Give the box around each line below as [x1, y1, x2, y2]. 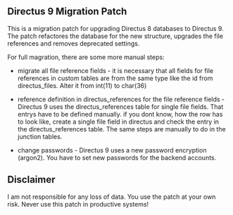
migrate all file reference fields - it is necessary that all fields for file [17, 66, 213, 74]
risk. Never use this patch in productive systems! [7, 200, 149, 208]
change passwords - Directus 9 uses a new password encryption [17, 145, 207, 154]
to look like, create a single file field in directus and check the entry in [17, 117, 220, 126]
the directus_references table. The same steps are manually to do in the [17, 124, 227, 133]
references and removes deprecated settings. [7, 39, 140, 48]
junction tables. [17, 132, 63, 141]
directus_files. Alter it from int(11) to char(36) [17, 81, 147, 90]
